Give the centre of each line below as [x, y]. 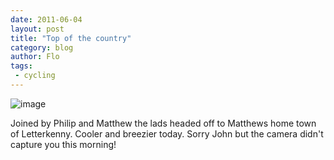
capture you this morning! [63, 144]
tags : [21, 66]
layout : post [37, 29]
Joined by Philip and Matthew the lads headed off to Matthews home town [163, 123]
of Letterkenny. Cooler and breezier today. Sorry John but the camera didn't [167, 133]
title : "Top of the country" [71, 38]
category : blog [42, 47]
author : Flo [35, 57]
